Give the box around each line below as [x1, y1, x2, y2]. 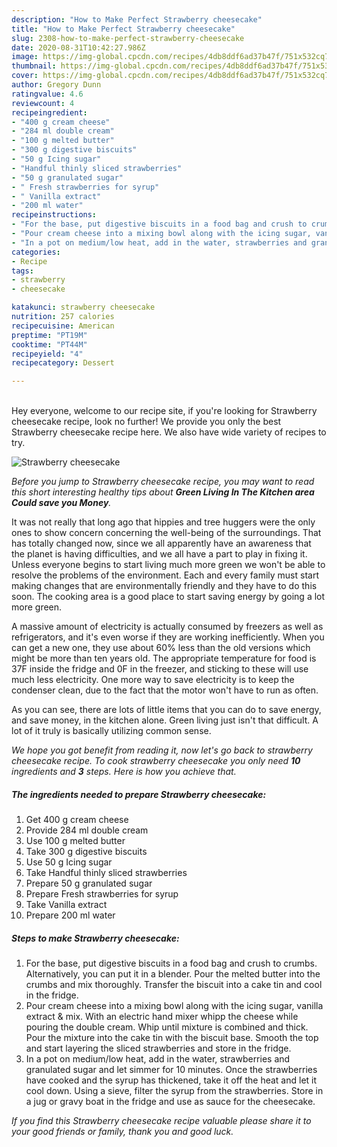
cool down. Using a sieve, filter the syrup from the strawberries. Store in [25, 1085, 324, 1097]
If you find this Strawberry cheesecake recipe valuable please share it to [11, 1115, 312, 1127]
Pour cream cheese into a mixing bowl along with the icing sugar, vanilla [25, 1000, 324, 1012]
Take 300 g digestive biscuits [25, 846, 148, 858]
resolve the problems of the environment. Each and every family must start [11, 569, 319, 581]
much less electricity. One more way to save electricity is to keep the [11, 674, 295, 686]
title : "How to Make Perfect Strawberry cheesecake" [11, 24, 236, 34]
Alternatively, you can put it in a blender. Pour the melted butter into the [25, 968, 321, 980]
